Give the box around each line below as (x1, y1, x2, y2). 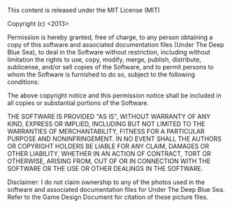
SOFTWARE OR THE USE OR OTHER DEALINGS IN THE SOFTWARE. (7, 165, 203, 172)
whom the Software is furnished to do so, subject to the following (7, 70, 196, 78)
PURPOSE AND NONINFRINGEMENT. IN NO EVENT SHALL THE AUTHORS (7, 134, 222, 143)
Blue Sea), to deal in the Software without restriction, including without (7, 48, 211, 56)
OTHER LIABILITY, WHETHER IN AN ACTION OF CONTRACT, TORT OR (7, 150, 211, 158)
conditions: (7, 78, 40, 86)
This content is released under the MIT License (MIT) (7, 6, 161, 14)
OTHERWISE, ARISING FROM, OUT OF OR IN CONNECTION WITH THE (7, 157, 211, 165)
